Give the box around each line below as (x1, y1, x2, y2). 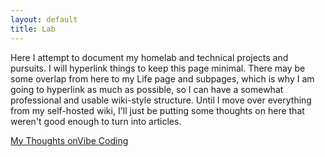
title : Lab (10, 24, 56, 34)
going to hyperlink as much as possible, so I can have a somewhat (10, 83, 284, 95)
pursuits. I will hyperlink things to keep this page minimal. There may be (10, 62, 306, 74)
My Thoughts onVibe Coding (10, 134, 129, 146)
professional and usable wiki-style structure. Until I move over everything (10, 94, 312, 106)
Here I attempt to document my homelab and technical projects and (10, 51, 289, 63)
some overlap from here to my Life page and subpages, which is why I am (10, 72, 315, 85)
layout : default (10, 14, 78, 25)
